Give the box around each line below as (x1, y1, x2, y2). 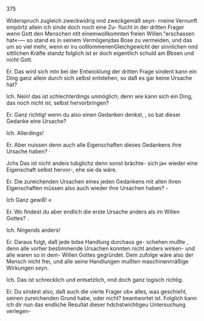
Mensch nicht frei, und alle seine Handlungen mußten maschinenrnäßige (6, 258, 189, 265)
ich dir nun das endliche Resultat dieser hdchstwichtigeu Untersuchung (6, 301, 186, 308)
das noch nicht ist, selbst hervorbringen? (6, 99, 110, 106)
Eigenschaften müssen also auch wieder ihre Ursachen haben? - (6, 185, 169, 191)
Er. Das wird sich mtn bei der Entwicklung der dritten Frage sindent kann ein (6, 68, 197, 75)
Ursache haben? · (6, 148, 51, 155)
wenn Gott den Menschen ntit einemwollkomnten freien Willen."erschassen (6, 30, 195, 37)
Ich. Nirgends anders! (6, 226, 61, 234)
